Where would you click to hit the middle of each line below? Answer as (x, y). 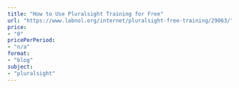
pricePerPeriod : (31, 40)
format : (19, 54)
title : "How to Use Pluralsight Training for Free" (85, 14)
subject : (20, 67)
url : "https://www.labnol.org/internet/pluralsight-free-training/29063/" (121, 21)
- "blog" (20, 60)
